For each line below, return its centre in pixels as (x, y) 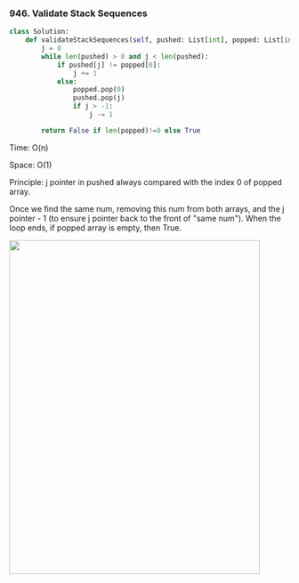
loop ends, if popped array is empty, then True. (96, 227)
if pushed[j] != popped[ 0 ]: (109, 65)
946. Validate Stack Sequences (79, 13)
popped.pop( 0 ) (99, 90)
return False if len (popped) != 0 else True (121, 130)
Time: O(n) (29, 147)
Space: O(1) (31, 165)
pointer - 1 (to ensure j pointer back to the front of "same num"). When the (145, 218)
